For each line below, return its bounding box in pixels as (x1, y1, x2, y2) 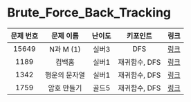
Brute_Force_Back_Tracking (7, 5, 172, 21)
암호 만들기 (48, 83, 82, 92)
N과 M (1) (49, 44, 81, 54)
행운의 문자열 (44, 70, 85, 80)
